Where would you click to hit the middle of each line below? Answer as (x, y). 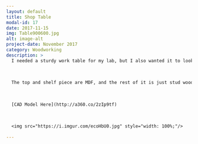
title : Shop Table (29, 17)
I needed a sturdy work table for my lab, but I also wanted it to (96, 61)
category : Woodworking (34, 50)
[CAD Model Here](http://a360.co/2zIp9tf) (64, 104)
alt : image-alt (25, 39)
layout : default (26, 11)
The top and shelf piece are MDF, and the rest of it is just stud (96, 83)
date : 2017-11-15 (27, 28)
